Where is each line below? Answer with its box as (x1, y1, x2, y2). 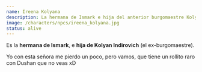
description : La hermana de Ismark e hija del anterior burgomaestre (6, 14, 185, 20)
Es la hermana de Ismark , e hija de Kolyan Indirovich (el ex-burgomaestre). (6, 42, 195, 49)
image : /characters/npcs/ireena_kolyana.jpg (6, 20, 120, 26)
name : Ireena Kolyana (6, 8, 61, 15)
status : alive (6, 25, 42, 32)
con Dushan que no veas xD (6, 60, 76, 67)
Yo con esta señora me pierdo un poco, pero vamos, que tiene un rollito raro (6, 53, 195, 60)
